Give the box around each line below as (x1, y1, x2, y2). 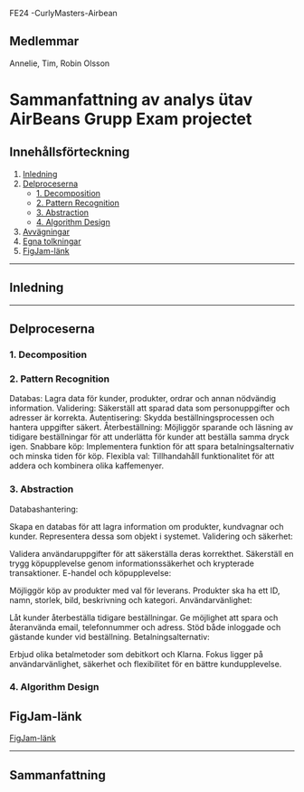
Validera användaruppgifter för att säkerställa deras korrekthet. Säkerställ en (9, 548, 294, 559)
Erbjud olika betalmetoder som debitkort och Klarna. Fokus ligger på (9, 648, 264, 659)
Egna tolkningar (22, 235, 81, 247)
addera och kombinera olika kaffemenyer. (9, 460, 165, 471)
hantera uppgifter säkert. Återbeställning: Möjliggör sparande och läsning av (9, 422, 294, 433)
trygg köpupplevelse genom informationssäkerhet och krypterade (9, 558, 255, 569)
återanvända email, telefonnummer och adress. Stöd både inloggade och (9, 621, 281, 632)
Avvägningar (22, 226, 71, 237)
